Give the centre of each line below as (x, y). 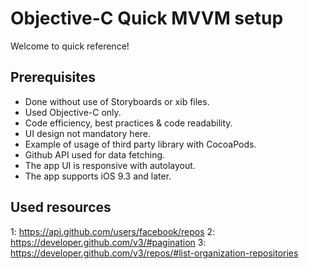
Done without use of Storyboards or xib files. (117, 101)
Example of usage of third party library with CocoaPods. (140, 144)
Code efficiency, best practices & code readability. (128, 123)
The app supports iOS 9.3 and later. (98, 176)
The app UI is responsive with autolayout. (110, 165)
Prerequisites (53, 77)
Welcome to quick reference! (70, 46)
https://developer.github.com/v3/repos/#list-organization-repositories (154, 253)
